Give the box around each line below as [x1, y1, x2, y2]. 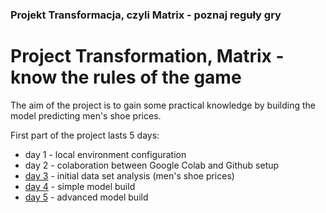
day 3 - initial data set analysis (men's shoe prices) [24, 169, 235, 182]
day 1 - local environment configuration [24, 148, 187, 160]
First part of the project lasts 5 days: [10, 129, 160, 141]
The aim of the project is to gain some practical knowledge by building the [10, 99, 316, 111]
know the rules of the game [10, 66, 242, 89]
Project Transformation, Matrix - [10, 45, 285, 68]
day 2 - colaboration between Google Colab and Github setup [24, 159, 280, 171]
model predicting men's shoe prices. [10, 109, 162, 122]
